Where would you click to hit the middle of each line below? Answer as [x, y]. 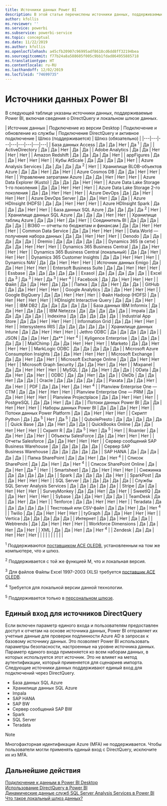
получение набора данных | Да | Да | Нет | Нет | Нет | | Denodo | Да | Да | [83, 236]
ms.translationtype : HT [30, 61]
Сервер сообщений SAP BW [42, 709]
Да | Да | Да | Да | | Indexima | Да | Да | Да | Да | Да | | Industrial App [78, 316]
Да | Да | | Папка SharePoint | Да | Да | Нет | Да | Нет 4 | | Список [74, 457]
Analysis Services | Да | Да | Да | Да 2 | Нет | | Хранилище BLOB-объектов [83, 166]
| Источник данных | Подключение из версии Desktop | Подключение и [81, 128]
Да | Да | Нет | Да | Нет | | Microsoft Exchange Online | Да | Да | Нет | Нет [82, 359]
